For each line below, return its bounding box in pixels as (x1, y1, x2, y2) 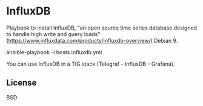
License (6, 78, 37, 88)
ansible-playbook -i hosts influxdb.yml (6, 48, 102, 55)
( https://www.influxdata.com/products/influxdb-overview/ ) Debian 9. (6, 37, 178, 44)
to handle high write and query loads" (6, 30, 101, 37)
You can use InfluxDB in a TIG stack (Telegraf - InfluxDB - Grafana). (6, 60, 175, 67)
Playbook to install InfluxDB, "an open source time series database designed (6, 24, 198, 31)
